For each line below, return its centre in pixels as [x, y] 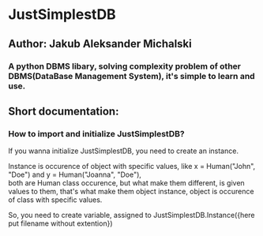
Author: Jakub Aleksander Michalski [100, 44]
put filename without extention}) [60, 223]
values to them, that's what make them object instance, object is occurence [131, 192]
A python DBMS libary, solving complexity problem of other [124, 66]
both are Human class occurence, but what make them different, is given [126, 183]
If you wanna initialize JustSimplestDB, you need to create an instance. [124, 151]
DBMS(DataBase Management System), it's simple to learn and [131, 76]
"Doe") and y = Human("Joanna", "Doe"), [75, 174]
